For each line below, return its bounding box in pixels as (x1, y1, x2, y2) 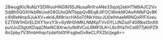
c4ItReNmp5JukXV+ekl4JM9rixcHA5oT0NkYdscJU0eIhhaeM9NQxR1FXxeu (5, 14, 157, 20)
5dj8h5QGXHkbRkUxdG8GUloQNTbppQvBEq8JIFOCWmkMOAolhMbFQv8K (5, 9, 157, 15)
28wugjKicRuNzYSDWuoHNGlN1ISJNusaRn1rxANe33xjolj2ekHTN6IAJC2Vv (5, 4, 157, 10)
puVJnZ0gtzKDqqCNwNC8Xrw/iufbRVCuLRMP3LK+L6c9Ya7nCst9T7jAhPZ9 (5, 25, 158, 30)
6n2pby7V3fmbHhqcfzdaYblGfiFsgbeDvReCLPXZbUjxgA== (5, 30, 125, 35)
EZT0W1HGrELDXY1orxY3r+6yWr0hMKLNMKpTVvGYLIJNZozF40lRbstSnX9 (5, 19, 158, 25)
